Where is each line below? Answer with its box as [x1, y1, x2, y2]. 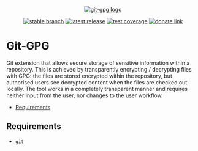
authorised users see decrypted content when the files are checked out [6, 78, 188, 86]
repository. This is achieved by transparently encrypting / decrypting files [6, 65, 192, 73]
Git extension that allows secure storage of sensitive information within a [6, 59, 190, 67]
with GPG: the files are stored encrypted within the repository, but [6, 72, 173, 79]
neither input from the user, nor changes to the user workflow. [6, 92, 164, 99]
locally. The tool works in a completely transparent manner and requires [6, 85, 188, 92]
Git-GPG [6, 39, 50, 53]
